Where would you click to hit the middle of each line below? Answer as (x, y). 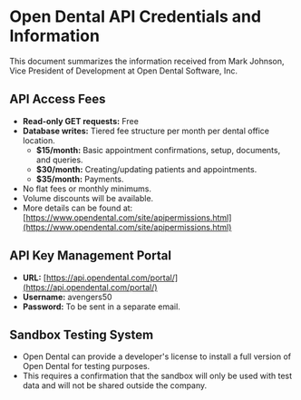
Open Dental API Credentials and (135, 17)
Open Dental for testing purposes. (86, 366)
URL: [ (34, 278)
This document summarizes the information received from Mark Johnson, (147, 61)
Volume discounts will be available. (88, 198)
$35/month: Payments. (80, 179)
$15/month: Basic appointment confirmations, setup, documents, (158, 150)
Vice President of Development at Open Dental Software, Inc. (124, 71)
